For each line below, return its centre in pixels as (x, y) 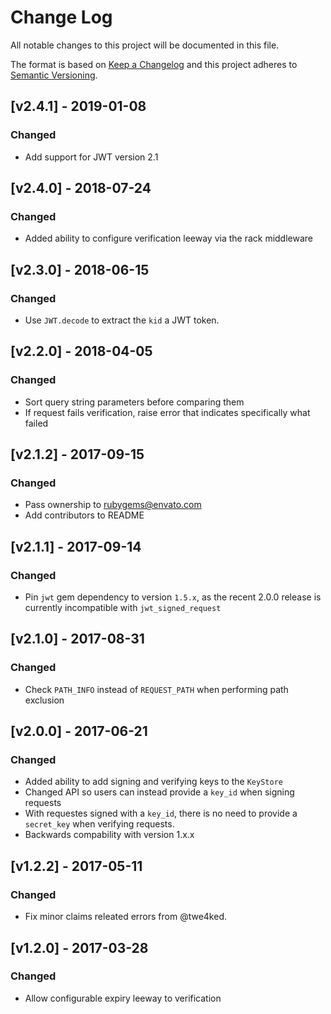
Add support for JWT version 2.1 (91, 157)
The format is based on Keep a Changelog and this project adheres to (154, 64)
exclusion (44, 700)
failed (36, 423)
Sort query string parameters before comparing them (134, 402)
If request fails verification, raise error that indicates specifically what (167, 412)
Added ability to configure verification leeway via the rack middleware (169, 238)
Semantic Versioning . (54, 75)
